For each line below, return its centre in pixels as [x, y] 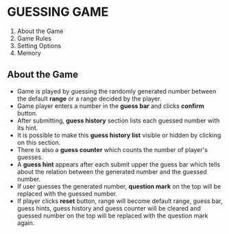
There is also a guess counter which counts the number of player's [112, 149]
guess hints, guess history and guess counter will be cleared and [109, 208]
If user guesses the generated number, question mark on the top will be [119, 186]
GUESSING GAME [58, 12]
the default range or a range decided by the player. [89, 98]
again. [26, 223]
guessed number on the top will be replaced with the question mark [112, 215]
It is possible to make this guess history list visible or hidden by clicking [119, 135]
